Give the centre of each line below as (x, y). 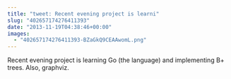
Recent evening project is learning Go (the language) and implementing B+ (116, 60)
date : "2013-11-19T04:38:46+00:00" (60, 27)
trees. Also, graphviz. (38, 68)
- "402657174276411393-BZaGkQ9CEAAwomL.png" (80, 40)
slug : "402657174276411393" (49, 20)
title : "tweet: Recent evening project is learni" (83, 14)
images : (19, 34)
